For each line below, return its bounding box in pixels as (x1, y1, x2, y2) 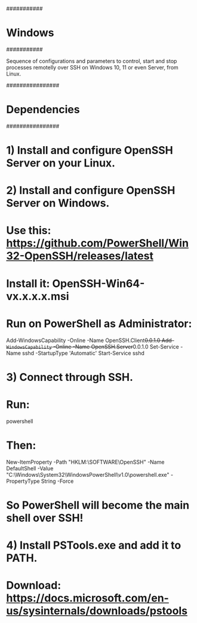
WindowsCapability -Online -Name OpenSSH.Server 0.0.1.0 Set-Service (6, 343, 179, 350)
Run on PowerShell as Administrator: (6, 317, 192, 330)
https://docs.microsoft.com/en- (6, 591, 169, 605)
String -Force (41, 477, 74, 485)
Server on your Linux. (6, 156, 115, 170)
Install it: (6, 277, 50, 290)
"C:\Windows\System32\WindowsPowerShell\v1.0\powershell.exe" (6, 471, 170, 478)
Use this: (6, 224, 51, 237)
